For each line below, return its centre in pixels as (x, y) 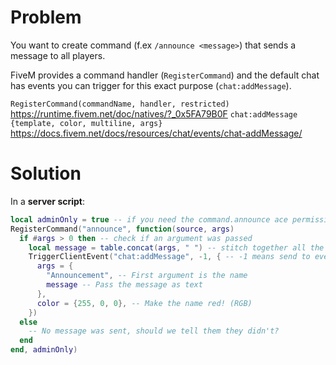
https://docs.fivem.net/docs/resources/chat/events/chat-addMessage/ (156, 133)
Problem (46, 17)
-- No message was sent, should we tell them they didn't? (154, 331)
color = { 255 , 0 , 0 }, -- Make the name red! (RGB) (144, 303)
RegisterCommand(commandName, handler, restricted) (120, 104)
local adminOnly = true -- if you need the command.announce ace (149, 219)
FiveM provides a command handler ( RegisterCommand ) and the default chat (165, 75)
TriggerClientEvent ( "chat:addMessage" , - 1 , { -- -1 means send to (169, 257)
